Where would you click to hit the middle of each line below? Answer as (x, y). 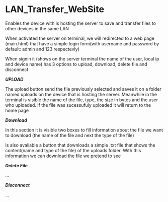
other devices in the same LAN (37, 28)
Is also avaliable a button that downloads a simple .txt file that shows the (80, 145)
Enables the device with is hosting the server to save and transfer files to (80, 23)
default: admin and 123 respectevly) (42, 49)
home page (17, 110)
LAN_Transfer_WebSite (55, 9)
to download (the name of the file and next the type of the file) (70, 135)
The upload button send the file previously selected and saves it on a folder (83, 89)
